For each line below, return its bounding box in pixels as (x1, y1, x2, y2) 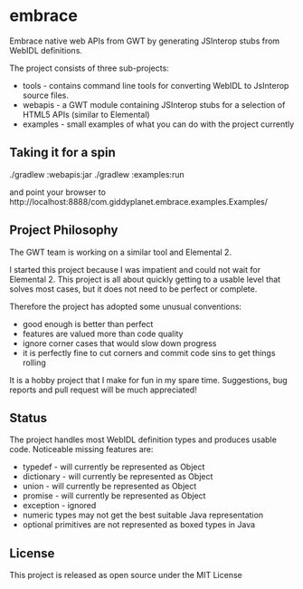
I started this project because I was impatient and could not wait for (9, 264, 260, 275)
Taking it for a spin (9, 145, 116, 160)
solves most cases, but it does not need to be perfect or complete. (9, 283, 258, 294)
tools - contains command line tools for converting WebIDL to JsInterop (22, 80, 289, 91)
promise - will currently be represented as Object (22, 490, 206, 501)
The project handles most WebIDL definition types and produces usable (9, 434, 278, 445)
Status (9, 410, 48, 426)
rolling (22, 357, 47, 368)
